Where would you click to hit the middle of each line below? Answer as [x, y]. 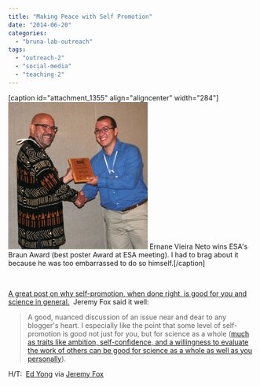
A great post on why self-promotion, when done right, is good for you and [128, 293]
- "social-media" [44, 67]
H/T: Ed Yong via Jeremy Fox [56, 373]
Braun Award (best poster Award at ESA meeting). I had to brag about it [123, 254]
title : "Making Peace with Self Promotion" [81, 16]
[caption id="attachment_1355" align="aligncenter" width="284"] [114, 97]
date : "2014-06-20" [40, 25]
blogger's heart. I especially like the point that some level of [124, 325]
